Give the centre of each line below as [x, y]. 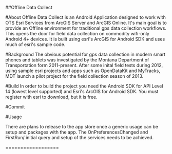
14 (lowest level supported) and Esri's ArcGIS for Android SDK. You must [82, 91]
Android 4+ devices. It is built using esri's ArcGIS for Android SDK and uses [85, 39]
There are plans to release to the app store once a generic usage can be [82, 127]
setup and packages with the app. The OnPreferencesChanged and [77, 132]
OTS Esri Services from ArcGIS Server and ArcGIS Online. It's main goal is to [86, 23]
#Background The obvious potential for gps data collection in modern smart [85, 54]
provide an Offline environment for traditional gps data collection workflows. [86, 28]
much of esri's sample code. [35, 45]
